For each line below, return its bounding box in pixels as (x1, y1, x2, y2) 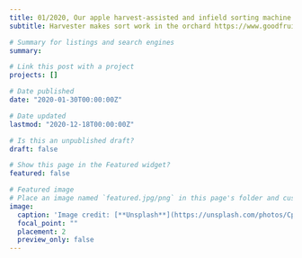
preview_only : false (17, 236, 94, 245)
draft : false (9, 145, 58, 154)
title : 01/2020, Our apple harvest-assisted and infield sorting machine (9, 13, 292, 22)
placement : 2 (17, 227, 67, 236)
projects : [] (9, 71, 58, 80)
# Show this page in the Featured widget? (9, 161, 171, 170)
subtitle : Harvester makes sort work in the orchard (9, 22, 211, 31)
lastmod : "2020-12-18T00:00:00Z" (9, 120, 135, 129)
